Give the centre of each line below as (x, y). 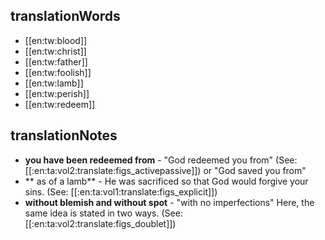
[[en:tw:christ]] (55, 51)
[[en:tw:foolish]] (58, 72)
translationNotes (64, 135)
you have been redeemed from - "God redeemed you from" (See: (161, 160)
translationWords (65, 16)
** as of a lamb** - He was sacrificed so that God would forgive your (166, 181)
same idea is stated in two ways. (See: (103, 213)
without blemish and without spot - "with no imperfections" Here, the (169, 202)
